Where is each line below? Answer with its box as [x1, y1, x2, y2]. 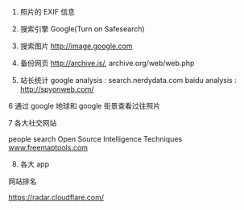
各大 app [19, 159, 50, 169]
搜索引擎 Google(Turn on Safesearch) [19, 24, 145, 34]
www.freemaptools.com [8, 143, 89, 152]
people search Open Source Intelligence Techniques [8, 134, 183, 143]
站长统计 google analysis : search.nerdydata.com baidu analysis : [19, 76, 237, 84]
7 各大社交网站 [8, 118, 57, 127]
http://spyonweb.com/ [19, 84, 94, 94]
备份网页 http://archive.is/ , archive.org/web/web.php [19, 59, 195, 68]
